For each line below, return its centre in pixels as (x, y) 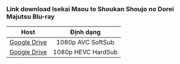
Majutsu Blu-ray (31, 16)
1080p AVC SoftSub (85, 42)
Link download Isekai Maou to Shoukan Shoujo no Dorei (90, 9)
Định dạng (85, 32)
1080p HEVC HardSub (85, 52)
